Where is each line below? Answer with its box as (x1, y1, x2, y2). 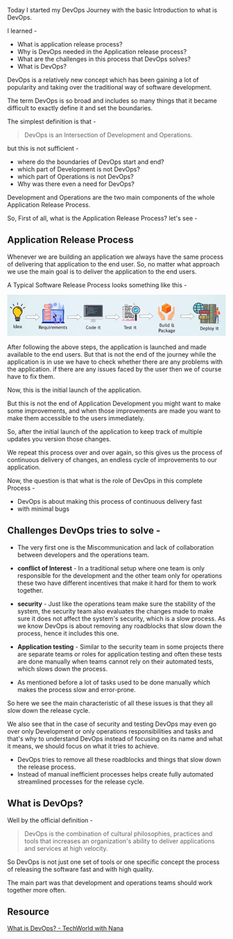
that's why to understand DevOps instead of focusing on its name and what (7, 734, 223, 743)
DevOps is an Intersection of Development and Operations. (24, 131, 193, 139)
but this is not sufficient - (7, 144, 79, 152)
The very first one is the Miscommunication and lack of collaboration (17, 543, 214, 551)
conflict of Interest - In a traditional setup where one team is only (17, 564, 205, 572)
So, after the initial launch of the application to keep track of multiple (7, 427, 202, 436)
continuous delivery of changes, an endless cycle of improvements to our (7, 455, 217, 464)
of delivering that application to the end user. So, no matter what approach (7, 260, 221, 268)
